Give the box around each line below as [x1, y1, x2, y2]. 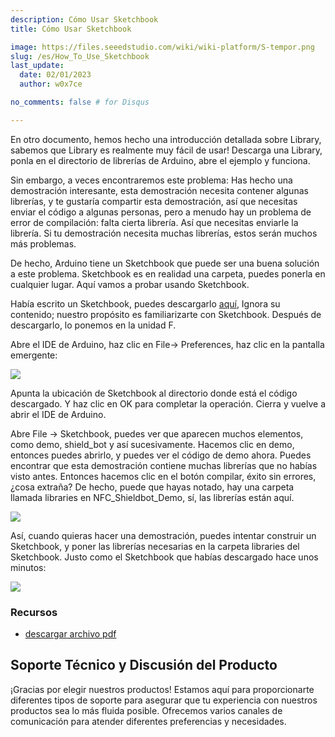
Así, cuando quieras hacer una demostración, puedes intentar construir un [10, 529, 317, 541]
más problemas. [10, 237, 77, 250]
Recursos [10, 605, 58, 619]
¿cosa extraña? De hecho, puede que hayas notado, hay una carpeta [10, 481, 295, 493]
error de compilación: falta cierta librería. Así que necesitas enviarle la [10, 216, 299, 228]
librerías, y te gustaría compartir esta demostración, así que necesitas [10, 195, 298, 207]
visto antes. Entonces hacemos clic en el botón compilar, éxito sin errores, [10, 470, 317, 482]
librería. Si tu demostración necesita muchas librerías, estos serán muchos [10, 227, 318, 239]
